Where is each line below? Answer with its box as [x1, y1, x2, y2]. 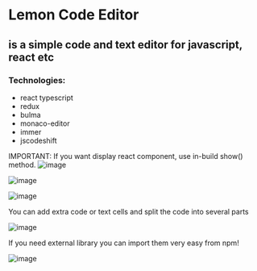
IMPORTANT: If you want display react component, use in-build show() [8, 151, 243, 161]
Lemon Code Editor [8, 6, 139, 24]
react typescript [19, 93, 74, 102]
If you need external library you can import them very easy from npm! [8, 238, 239, 248]
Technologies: [8, 74, 66, 85]
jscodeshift [19, 135, 58, 145]
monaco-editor [19, 119, 70, 128]
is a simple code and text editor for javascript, [8, 38, 243, 52]
